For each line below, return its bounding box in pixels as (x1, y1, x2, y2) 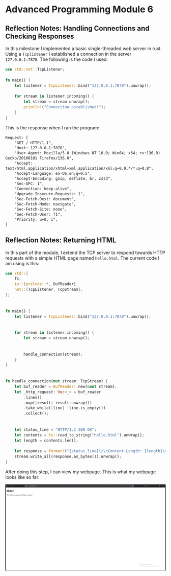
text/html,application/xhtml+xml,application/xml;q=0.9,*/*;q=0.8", (5, 166, 154, 171)
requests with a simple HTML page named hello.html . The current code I (5, 255, 159, 261)
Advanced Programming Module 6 (5, 4, 154, 15)
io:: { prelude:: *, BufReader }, (14, 282, 79, 287)
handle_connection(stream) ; (23, 352, 83, 357)
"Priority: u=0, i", (14, 217, 58, 222)
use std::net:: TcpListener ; (5, 67, 65, 72)
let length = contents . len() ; (14, 438, 79, 443)
